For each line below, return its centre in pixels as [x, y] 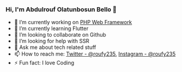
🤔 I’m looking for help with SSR [52, 41]
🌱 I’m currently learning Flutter [51, 28]
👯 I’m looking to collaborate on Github [60, 35]
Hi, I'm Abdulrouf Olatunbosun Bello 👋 [61, 9]
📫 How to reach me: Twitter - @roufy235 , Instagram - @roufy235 [95, 54]
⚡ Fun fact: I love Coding [44, 63]
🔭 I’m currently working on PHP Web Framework [73, 22]
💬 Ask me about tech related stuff [55, 47]
